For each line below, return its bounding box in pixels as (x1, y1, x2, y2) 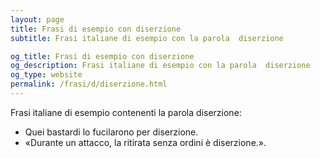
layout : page (10, 14, 65, 25)
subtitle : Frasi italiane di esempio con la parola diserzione (10, 33, 284, 43)
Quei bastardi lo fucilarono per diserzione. (24, 126, 199, 138)
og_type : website (10, 70, 83, 80)
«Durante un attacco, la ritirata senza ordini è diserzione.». (24, 136, 267, 148)
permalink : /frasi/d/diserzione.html (10, 79, 168, 90)
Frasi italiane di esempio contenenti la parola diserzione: (10, 106, 242, 118)
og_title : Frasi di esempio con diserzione (10, 51, 195, 61)
